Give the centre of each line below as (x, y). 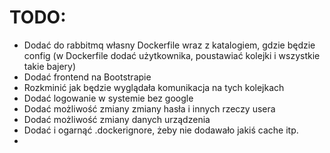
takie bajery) (50, 66)
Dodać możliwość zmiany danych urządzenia (117, 119)
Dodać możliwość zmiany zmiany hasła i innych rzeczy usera (149, 108)
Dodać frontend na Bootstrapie (87, 77)
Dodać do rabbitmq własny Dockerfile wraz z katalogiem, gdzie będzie (169, 45)
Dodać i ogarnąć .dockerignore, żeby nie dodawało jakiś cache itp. (161, 130)
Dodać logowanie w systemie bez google (108, 98)
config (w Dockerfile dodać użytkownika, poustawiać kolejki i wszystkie (172, 55)
